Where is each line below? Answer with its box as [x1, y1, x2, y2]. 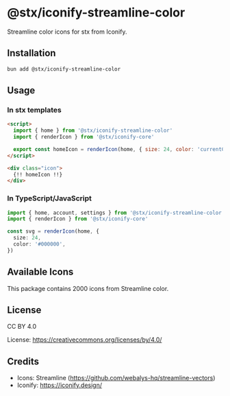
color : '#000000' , [13, 241, 66, 248]
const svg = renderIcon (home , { [7, 228, 99, 235]
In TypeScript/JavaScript [7, 194, 92, 203]
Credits [7, 356, 40, 367]
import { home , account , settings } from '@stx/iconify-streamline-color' [7, 209, 225, 216]
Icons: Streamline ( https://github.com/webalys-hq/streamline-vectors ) [16, 374, 216, 382]
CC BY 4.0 [7, 323, 37, 331]
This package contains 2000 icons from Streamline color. [7, 284, 169, 292]
